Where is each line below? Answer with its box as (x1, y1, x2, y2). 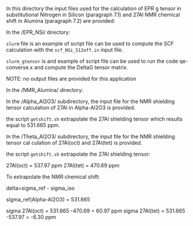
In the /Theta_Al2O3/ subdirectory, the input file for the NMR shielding (6, 133, 175, 140)
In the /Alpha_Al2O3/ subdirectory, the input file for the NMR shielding (6, 98, 175, 105)
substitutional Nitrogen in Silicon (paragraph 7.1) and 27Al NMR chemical (6, 11, 180, 18)
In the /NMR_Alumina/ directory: (6, 87, 84, 93)
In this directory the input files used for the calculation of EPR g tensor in (6, 5, 182, 12)
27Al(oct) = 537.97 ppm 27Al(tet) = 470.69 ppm (6, 162, 120, 169)
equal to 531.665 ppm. (6, 122, 60, 128)
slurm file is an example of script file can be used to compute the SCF (6, 40, 174, 47)
